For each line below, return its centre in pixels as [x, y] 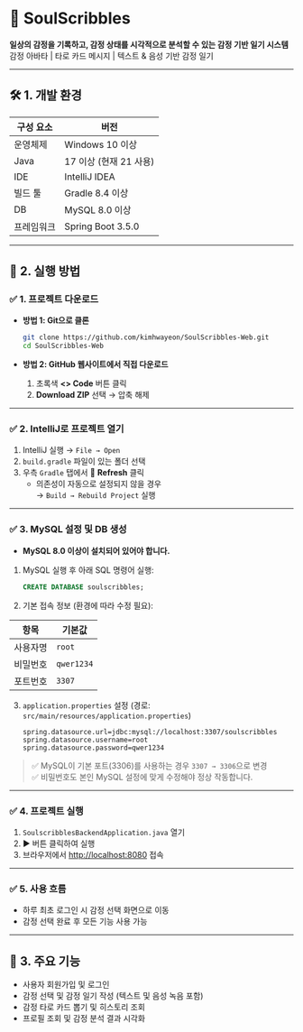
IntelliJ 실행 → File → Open [71, 450]
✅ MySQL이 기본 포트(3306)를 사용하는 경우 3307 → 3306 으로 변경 [149, 765]
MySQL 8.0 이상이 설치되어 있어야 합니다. [96, 550]
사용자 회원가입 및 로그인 [66, 985]
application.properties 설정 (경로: [86, 705]
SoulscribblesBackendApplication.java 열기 [104, 832]
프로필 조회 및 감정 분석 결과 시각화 [84, 1018]
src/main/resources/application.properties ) [107, 715]
